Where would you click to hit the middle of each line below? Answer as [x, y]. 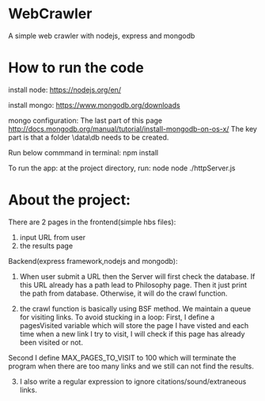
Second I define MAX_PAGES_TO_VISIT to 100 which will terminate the [122, 357]
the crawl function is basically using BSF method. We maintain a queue [135, 308]
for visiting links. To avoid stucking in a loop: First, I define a [117, 317]
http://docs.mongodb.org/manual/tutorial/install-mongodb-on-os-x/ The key [132, 128]
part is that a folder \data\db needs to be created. [89, 137]
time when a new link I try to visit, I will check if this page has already [132, 334]
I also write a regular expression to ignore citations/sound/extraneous [133, 381]
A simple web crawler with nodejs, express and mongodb [102, 36]
